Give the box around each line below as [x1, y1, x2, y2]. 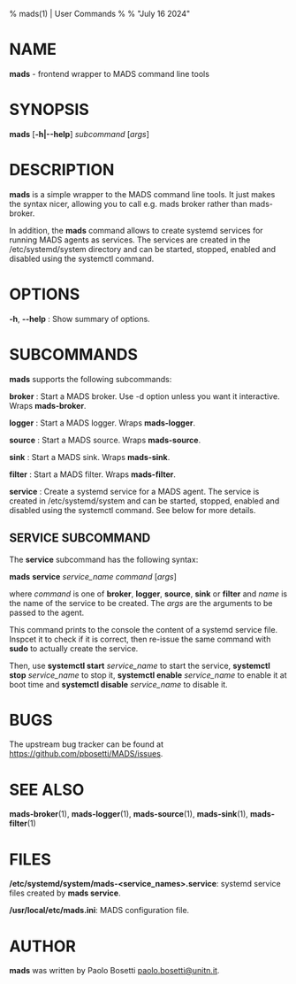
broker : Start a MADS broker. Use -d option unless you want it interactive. [9, 390, 280, 402]
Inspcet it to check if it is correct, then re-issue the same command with [9, 634, 271, 644]
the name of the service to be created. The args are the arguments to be [9, 597, 273, 608]
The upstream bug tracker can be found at [9, 739, 164, 750]
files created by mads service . [9, 888, 121, 898]
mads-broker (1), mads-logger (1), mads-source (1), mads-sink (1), [9, 809, 249, 819]
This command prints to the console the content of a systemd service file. [9, 624, 278, 634]
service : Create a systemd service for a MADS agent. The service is [9, 486, 260, 496]
